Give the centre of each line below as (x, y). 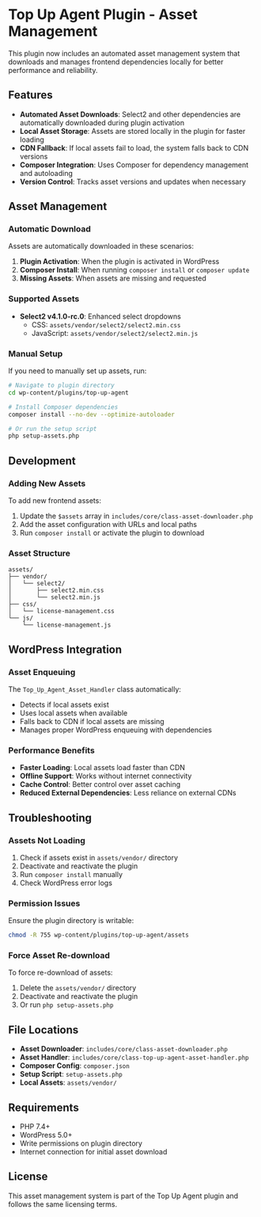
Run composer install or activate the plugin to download (112, 532)
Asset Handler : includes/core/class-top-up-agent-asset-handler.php (134, 1057)
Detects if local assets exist (64, 704)
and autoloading (46, 173)
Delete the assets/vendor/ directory (78, 988)
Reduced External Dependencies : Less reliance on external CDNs (128, 793)
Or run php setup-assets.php (66, 1005)
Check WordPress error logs (66, 883)
